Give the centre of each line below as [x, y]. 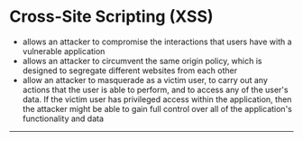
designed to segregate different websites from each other [129, 70]
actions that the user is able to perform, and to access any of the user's [155, 89]
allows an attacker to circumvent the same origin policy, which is [142, 61]
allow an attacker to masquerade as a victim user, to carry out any [145, 80]
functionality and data [63, 118]
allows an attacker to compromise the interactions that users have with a [157, 42]
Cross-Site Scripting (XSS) [111, 17]
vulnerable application [64, 51]
